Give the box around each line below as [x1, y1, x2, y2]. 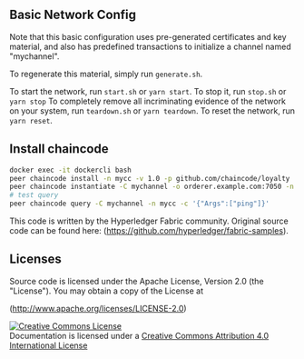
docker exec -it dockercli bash [9, 165, 132, 175]
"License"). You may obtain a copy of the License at [9, 285, 204, 296]
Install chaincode [9, 141, 109, 157]
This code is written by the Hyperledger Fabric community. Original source [9, 215, 289, 226]
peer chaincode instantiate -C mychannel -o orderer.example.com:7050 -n [9, 182, 295, 192]
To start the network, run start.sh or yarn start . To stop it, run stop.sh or [9, 85, 287, 96]
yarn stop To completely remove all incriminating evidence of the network [9, 95, 286, 106]
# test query [9, 191, 59, 200]
